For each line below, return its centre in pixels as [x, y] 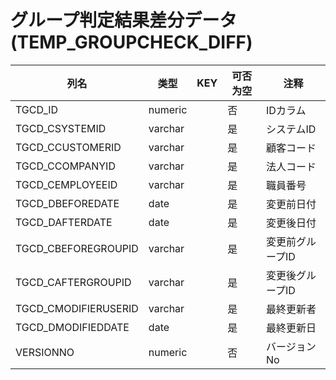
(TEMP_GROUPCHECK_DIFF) [131, 42]
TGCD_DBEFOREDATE [67, 203]
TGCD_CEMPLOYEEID [66, 184]
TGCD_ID [37, 109]
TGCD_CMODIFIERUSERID [77, 308]
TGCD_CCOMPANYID [65, 166]
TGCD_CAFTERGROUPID [73, 282]
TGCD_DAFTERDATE [64, 222]
